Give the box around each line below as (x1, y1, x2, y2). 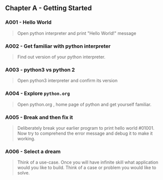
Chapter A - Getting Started (5, 4, 92, 12)
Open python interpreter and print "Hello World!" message (17, 30, 136, 36)
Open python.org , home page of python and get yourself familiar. (17, 101, 152, 107)
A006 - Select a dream (5, 148, 61, 155)
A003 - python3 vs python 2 (5, 66, 75, 73)
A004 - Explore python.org (5, 90, 70, 97)
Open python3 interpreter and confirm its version (17, 78, 118, 84)
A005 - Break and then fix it (5, 114, 73, 121)
